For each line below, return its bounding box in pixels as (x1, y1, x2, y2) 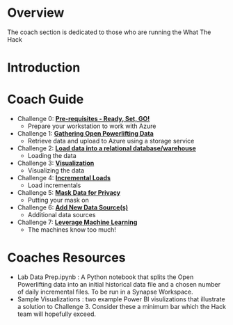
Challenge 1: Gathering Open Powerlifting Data (17, 129, 154, 138)
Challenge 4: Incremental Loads (17, 174, 111, 182)
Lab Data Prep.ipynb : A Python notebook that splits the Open (17, 273, 194, 281)
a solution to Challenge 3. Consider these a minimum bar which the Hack (17, 303, 226, 310)
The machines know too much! (27, 225, 117, 234)
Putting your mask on (27, 196, 89, 205)
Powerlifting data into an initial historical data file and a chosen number (17, 280, 221, 288)
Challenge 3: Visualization (17, 159, 95, 168)
